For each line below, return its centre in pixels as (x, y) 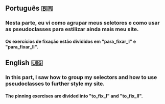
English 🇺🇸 (24, 63)
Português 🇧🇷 (29, 8)
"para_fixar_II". (22, 47)
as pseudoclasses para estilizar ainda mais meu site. (72, 29)
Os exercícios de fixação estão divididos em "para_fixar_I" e (71, 41)
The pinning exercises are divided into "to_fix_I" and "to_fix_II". (74, 96)
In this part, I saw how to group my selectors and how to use (81, 77)
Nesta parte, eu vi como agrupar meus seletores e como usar (82, 23)
